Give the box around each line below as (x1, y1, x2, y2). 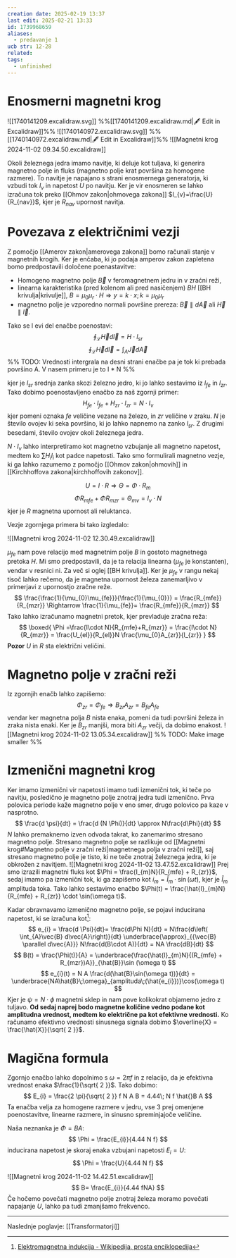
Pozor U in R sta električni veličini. (7, 642, 106, 650)
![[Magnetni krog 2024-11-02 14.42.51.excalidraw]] (7, 1173, 154, 1181)
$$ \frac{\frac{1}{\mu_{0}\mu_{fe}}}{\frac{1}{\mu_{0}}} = (13, 593, 178, 603)
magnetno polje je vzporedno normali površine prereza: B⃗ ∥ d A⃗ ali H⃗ (17, 300, 226, 309)
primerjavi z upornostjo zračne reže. (7, 583, 112, 591)
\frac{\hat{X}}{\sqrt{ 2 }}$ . (7, 1025, 84, 1034)
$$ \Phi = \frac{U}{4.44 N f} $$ (72, 1159, 164, 1167)
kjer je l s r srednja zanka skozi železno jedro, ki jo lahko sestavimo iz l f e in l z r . (7, 378, 228, 389)
